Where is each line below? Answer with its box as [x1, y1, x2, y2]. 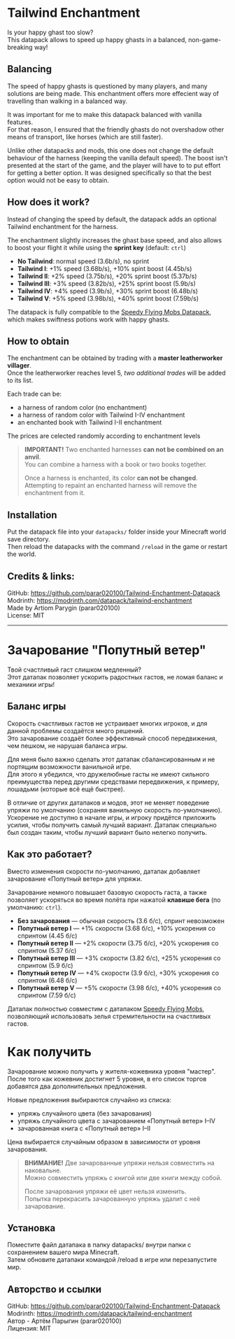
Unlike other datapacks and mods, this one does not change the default [7, 146, 214, 155]
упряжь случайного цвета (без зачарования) [17, 1109, 152, 1118]
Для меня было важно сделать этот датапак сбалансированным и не [7, 755, 215, 763]
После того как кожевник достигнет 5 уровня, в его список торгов [7, 1074, 207, 1083]
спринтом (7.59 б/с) [17, 991, 76, 999]
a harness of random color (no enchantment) [17, 403, 148, 412]
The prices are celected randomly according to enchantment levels [7, 432, 201, 440]
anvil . [24, 453, 41, 462]
